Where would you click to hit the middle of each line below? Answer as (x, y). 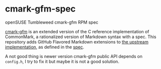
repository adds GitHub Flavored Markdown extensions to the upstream (77, 41)
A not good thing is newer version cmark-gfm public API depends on (74, 56)
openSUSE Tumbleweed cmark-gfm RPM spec (52, 22)
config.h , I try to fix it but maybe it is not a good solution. (62, 61)
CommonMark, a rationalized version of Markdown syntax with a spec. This (81, 37)
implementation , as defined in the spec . (45, 47)
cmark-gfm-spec (40, 9)
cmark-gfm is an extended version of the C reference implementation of (77, 31)
